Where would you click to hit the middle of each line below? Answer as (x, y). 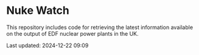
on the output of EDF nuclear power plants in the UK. (72, 33)
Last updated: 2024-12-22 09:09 (47, 45)
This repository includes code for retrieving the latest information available (100, 27)
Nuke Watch (38, 11)
